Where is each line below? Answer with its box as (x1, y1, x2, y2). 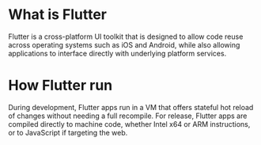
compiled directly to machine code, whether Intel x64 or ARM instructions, (8, 119, 251, 128)
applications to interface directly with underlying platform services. (8, 48, 227, 58)
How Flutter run (8, 77, 113, 94)
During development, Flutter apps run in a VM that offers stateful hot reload (8, 102, 254, 112)
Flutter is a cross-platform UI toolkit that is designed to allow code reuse (8, 32, 244, 41)
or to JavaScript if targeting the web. (8, 128, 128, 137)
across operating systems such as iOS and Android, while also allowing (8, 40, 240, 49)
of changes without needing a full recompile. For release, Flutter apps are (8, 111, 248, 120)
